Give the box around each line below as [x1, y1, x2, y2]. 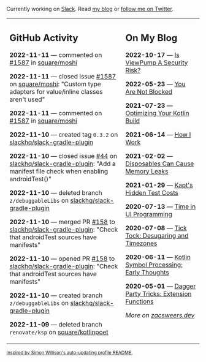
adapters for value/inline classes [9, 87, 103, 96]
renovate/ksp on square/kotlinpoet [9, 328, 109, 336]
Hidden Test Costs [125, 188, 179, 197]
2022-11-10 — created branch [9, 291, 103, 300]
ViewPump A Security [125, 58, 188, 67]
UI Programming [125, 209, 173, 218]
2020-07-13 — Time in [125, 202, 196, 211]
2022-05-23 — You [125, 80, 186, 88]
